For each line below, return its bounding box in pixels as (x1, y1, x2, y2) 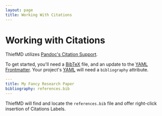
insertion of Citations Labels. (5, 106, 66, 112)
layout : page (5, 7, 33, 13)
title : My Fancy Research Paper (5, 82, 74, 87)
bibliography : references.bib (5, 86, 70, 91)
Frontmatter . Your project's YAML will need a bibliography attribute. (5, 67, 149, 73)
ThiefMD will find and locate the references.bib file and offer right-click (5, 100, 157, 106)
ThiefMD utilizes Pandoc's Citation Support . (5, 51, 98, 57)
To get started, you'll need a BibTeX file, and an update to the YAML (5, 61, 148, 67)
